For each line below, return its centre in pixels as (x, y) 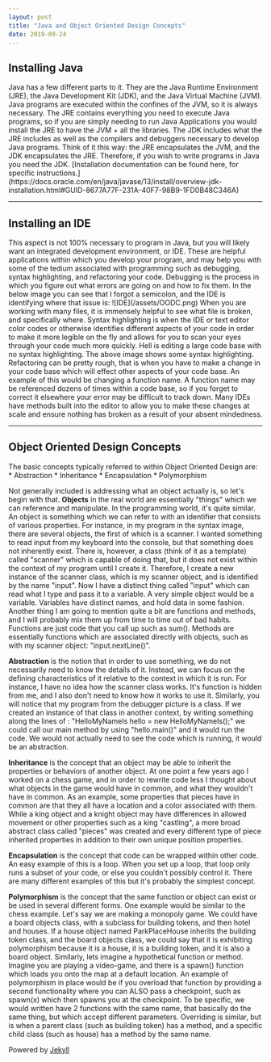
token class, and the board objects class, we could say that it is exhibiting (130, 939)
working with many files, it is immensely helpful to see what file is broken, (131, 311)
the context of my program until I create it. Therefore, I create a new (121, 568)
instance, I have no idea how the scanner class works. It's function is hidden (135, 686)
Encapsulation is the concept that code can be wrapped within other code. (133, 855)
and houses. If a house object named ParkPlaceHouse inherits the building (132, 931)
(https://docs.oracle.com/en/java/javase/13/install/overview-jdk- (115, 182)
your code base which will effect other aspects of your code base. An (124, 371)
